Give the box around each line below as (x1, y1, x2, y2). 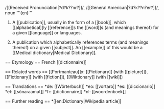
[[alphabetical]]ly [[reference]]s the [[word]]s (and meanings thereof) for (12, 25, 159, 30)
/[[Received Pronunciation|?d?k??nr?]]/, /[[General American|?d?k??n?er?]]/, (5, 5, 159, 10)
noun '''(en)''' (5, 10, 33, 16)
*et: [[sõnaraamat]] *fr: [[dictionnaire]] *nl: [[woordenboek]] (5, 89, 126, 94)
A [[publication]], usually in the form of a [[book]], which (12, 20, 126, 25)
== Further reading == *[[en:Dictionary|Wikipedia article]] (5, 98, 121, 104)
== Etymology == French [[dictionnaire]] (5, 59, 87, 65)
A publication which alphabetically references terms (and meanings (12, 39, 148, 45)
